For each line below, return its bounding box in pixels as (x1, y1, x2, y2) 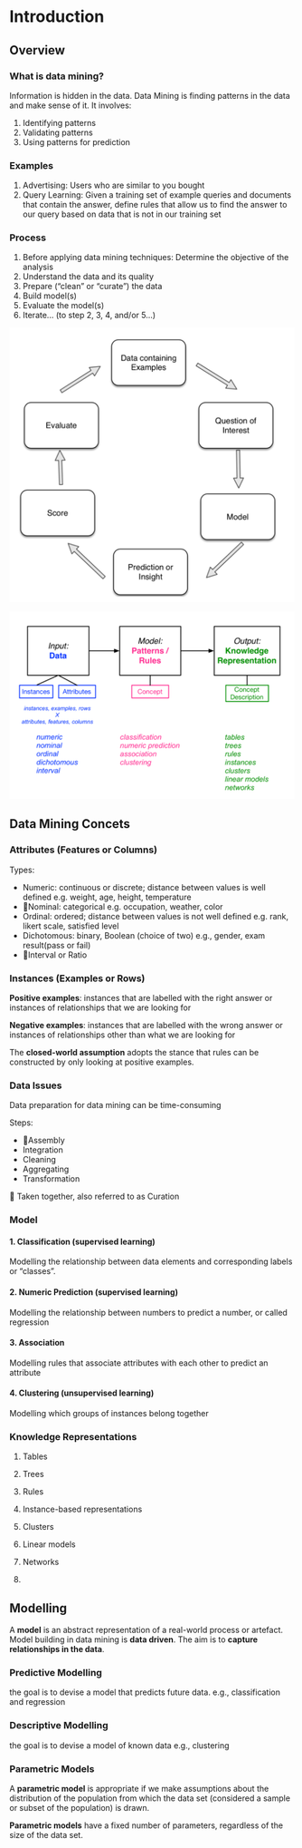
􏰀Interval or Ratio (22, 949, 88, 960)
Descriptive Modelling (9, 1719, 109, 1732)
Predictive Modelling (9, 1666, 102, 1678)
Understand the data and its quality (22, 271, 155, 282)
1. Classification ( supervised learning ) (9, 1236, 156, 1247)
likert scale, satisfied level (22, 920, 119, 931)
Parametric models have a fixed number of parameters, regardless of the (9, 1820, 283, 1831)
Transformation (22, 1173, 80, 1184)
